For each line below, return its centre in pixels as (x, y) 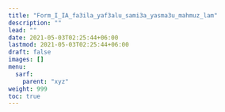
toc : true (25, 96)
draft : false (30, 52)
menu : (17, 67)
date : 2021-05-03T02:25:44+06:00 (63, 37)
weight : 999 (28, 89)
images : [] (26, 60)
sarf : (25, 74)
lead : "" (23, 30)
